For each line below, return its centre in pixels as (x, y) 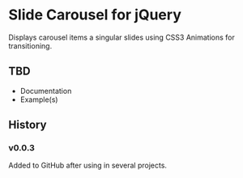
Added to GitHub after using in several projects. (88, 165)
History (28, 125)
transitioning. (30, 45)
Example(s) (39, 100)
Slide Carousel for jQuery (95, 15)
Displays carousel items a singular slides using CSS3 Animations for (122, 37)
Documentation (46, 91)
